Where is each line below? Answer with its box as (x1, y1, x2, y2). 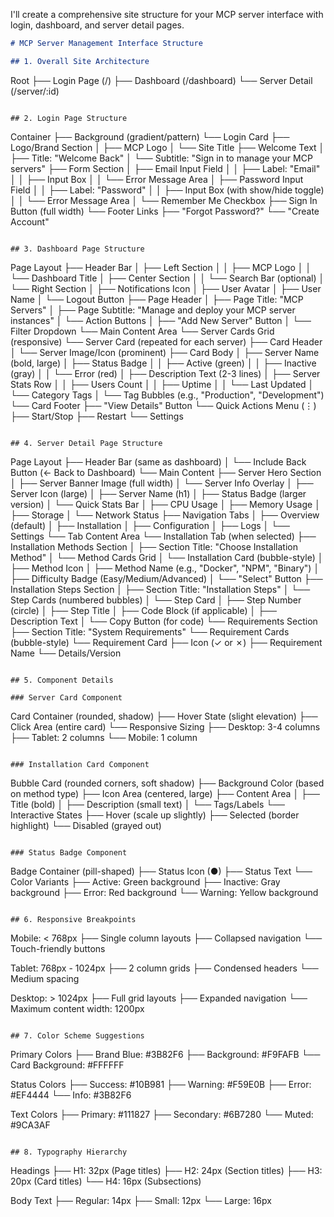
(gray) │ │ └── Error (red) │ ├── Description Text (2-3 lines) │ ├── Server (10, 367, 321, 379)
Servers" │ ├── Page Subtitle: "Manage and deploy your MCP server (10, 304, 296, 316)
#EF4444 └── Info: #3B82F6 (10, 1089, 132, 1101)
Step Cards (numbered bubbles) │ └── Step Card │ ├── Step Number (10, 594, 302, 606)
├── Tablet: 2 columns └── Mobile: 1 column (10, 731, 198, 743)
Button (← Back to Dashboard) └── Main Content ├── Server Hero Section (10, 466, 322, 478)
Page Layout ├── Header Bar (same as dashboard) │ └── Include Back (10, 455, 307, 468)
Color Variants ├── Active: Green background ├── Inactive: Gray (10, 875, 281, 888)
